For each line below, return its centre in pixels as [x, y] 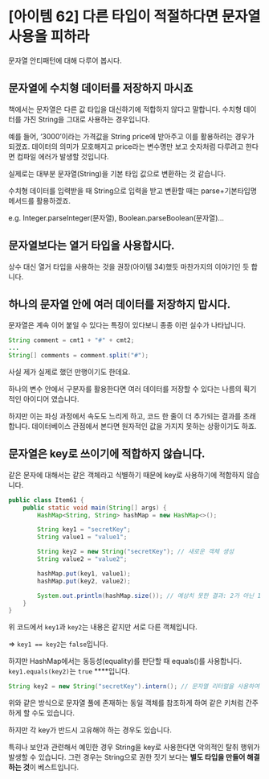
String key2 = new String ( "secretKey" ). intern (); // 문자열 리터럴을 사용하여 [134, 686]
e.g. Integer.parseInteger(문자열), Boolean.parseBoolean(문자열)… [116, 217]
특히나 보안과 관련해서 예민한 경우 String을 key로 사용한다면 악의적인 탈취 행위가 [134, 747]
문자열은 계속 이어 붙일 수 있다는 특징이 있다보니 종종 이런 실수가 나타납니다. [127, 325]
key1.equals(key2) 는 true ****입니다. [69, 671]
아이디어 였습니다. [51, 399]
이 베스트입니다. [54, 767]
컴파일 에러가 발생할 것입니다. [63, 156]
